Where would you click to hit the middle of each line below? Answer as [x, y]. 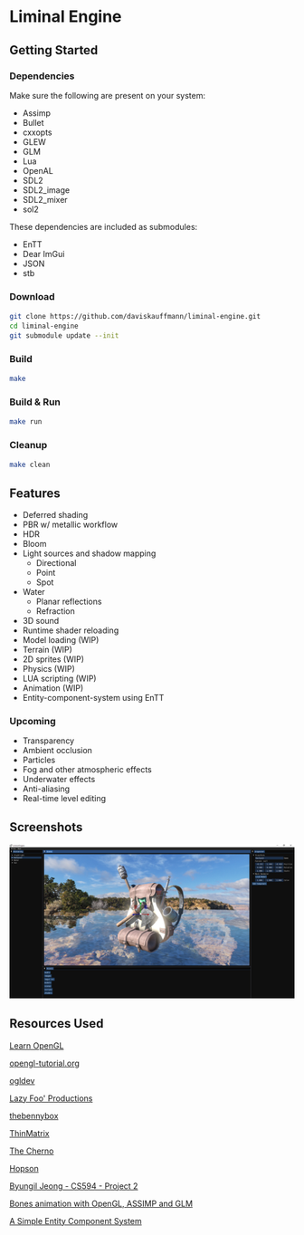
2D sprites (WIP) [53, 659]
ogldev [22, 1080]
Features [35, 493]
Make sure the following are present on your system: [108, 95]
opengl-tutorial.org [44, 1063]
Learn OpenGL [37, 1045]
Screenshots [46, 827]
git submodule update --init [64, 335]
